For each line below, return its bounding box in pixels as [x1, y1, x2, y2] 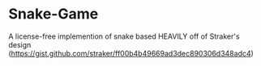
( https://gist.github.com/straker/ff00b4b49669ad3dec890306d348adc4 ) [8, 48, 254, 58]
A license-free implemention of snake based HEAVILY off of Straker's [8, 31, 241, 41]
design [8, 39, 32, 49]
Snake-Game [8, 5, 99, 23]
